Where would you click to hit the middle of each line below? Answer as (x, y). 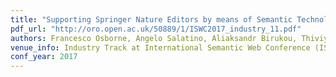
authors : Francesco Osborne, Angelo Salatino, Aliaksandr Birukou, (154, 38)
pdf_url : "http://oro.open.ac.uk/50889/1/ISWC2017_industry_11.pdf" (156, 29)
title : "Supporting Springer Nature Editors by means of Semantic (151, 19)
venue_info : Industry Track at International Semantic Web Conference (160, 47)
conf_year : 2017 (44, 57)
